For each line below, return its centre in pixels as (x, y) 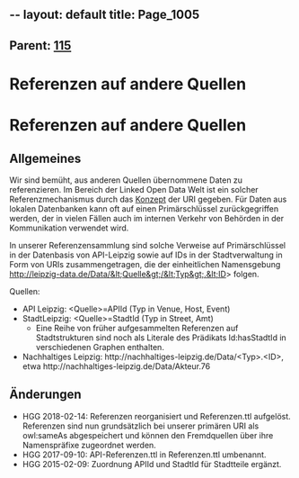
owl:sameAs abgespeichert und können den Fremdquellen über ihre (148, 435)
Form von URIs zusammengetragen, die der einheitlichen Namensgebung (145, 264)
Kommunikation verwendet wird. (69, 228)
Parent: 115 (40, 45)
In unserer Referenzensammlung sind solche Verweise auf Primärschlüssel (147, 245)
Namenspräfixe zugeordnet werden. (89, 445)
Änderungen (46, 395)
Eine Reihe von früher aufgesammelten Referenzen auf (137, 328)
